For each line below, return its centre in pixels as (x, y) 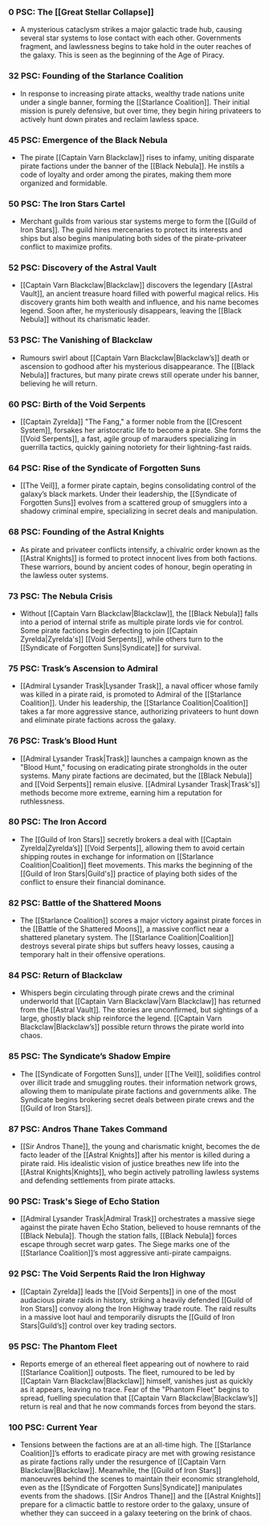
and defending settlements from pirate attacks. (98, 1180)
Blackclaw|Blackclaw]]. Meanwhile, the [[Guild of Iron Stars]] (120, 1471)
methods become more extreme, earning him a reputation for (121, 792)
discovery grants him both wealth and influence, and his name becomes (139, 302)
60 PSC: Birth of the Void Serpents (77, 404)
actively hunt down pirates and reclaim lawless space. (109, 119)
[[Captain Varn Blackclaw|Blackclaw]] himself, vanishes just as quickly (136, 1381)
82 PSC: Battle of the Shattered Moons (85, 902)
